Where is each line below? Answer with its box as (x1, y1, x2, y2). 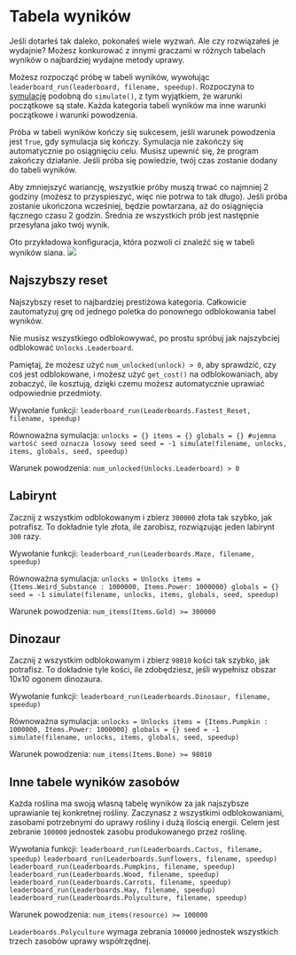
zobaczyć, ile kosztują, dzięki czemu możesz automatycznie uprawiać (9, 378, 265, 388)
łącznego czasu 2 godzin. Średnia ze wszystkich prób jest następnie (9, 210, 260, 220)
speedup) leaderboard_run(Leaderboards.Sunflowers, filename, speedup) (9, 855, 277, 863)
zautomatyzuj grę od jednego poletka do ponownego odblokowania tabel (9, 306, 277, 316)
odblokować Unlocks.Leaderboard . (9, 342, 135, 353)
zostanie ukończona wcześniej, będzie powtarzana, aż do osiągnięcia (9, 200, 264, 211)
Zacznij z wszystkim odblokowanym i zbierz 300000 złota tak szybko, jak (9, 512, 273, 522)
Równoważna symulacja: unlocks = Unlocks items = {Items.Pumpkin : (9, 716, 269, 727)
